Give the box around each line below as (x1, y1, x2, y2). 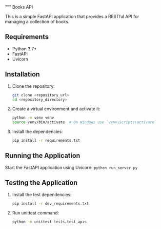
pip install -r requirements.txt (12, 138, 80, 143)
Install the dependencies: (12, 129, 63, 134)
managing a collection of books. (5, 19, 70, 24)
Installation (5, 70, 40, 78)
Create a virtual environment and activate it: (12, 106, 101, 112)
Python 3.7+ (12, 46, 37, 52)
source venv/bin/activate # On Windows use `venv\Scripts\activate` (12, 120, 157, 125)
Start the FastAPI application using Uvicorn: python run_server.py (5, 164, 138, 170)
